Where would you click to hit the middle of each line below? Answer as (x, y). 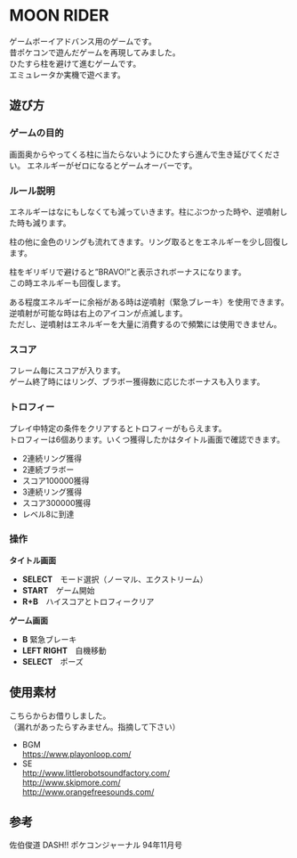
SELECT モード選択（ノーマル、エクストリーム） (115, 579)
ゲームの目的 (36, 133)
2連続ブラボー (48, 470)
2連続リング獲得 (52, 458)
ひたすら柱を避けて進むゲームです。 (75, 63)
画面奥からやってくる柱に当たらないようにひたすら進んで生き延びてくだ (141, 154)
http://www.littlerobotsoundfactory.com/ (96, 772)
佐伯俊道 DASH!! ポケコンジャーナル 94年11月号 (96, 845)
